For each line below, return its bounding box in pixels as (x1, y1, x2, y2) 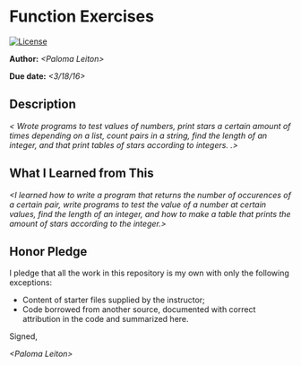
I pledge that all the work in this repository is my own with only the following (9, 267, 289, 279)
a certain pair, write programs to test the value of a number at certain (9, 199, 267, 210)
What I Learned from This (9, 166, 154, 181)
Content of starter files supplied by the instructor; (21, 294, 206, 306)
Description (9, 97, 76, 112)
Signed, (9, 331, 38, 342)
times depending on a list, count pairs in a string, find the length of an (9, 130, 268, 141)
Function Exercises (9, 6, 155, 27)
